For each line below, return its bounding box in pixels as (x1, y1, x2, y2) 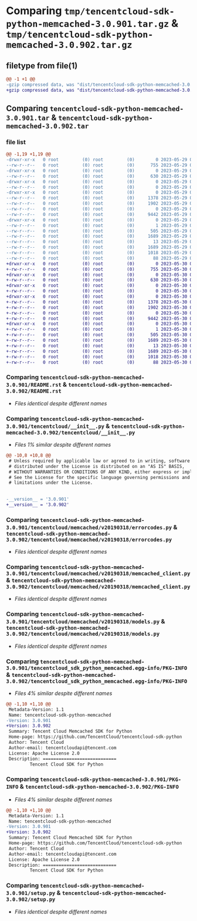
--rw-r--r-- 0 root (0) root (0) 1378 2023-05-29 (6, 195, 188, 201)
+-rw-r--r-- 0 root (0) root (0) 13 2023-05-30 (6, 343, 188, 348)
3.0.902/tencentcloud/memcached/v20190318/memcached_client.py (6, 584, 191, 590)
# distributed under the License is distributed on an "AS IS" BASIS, (8, 463, 185, 469)
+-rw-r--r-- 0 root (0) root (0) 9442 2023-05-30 (6, 315, 188, 321)
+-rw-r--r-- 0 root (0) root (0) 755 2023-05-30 (6, 266, 188, 272)
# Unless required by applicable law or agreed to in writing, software (8, 458, 191, 464)
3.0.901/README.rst (6, 381, 62, 388)
